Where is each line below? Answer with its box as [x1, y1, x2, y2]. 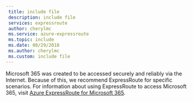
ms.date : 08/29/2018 [8, 43, 60, 49]
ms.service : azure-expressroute [8, 31, 89, 37]
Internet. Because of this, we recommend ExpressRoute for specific [5, 76, 173, 83]
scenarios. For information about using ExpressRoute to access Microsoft [5, 82, 187, 90]
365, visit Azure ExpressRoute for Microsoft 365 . [5, 89, 126, 96]
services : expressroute [8, 20, 68, 26]
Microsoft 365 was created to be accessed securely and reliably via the [5, 70, 182, 77]
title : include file [8, 8, 60, 15]
